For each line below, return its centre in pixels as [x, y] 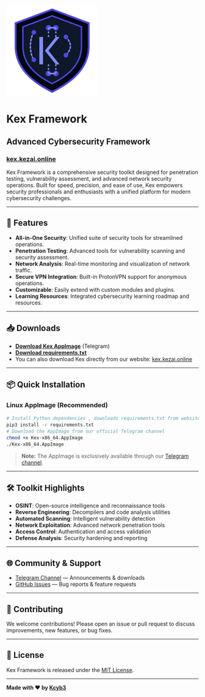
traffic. [23, 270]
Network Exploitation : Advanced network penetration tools [90, 525]
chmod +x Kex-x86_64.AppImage [45, 438]
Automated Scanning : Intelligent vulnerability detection [85, 519]
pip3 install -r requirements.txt [50, 425]
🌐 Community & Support [54, 563]
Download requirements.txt [51, 352]
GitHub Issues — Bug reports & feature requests [76, 584]
